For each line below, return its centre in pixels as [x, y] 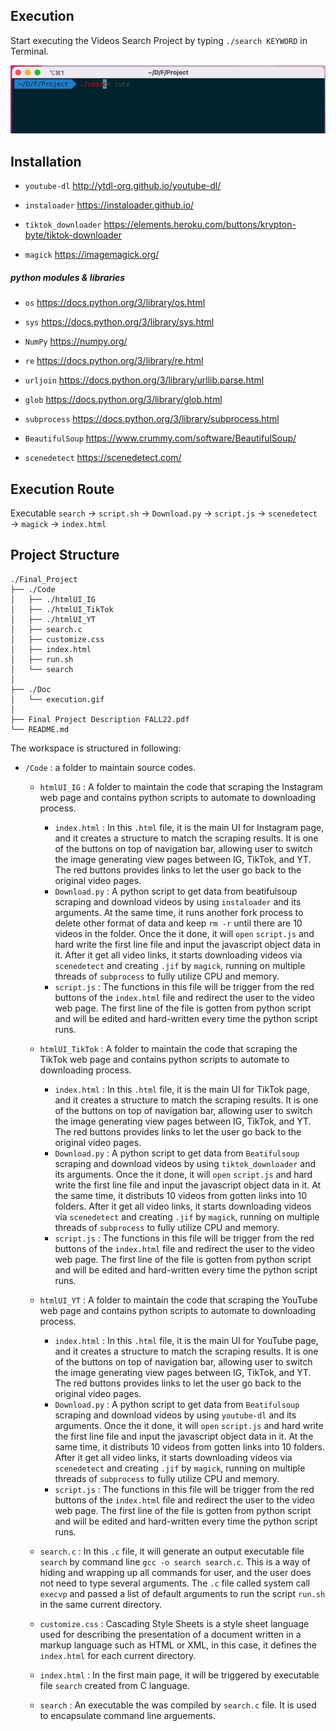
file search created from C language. [114, 1685]
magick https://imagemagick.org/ [92, 255]
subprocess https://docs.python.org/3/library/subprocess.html [152, 419]
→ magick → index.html [58, 523]
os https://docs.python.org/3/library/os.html [115, 303]
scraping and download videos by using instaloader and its [178, 901]
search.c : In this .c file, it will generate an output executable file [172, 1551]
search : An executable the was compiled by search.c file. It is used [178, 1705]
